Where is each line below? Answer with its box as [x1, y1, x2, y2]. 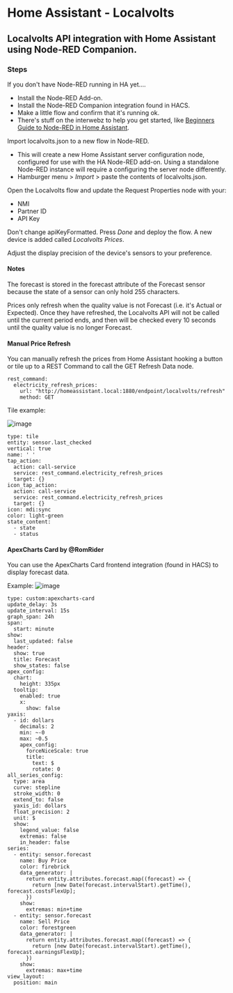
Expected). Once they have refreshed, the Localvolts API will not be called [7, 309, 220, 317]
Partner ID [17, 207, 47, 215]
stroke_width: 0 [13, 790, 61, 797]
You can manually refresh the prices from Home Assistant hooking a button [7, 355, 223, 363]
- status [13, 531, 39, 538]
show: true [13, 650, 45, 657]
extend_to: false [13, 796, 64, 803]
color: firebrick [19, 863, 70, 870]
